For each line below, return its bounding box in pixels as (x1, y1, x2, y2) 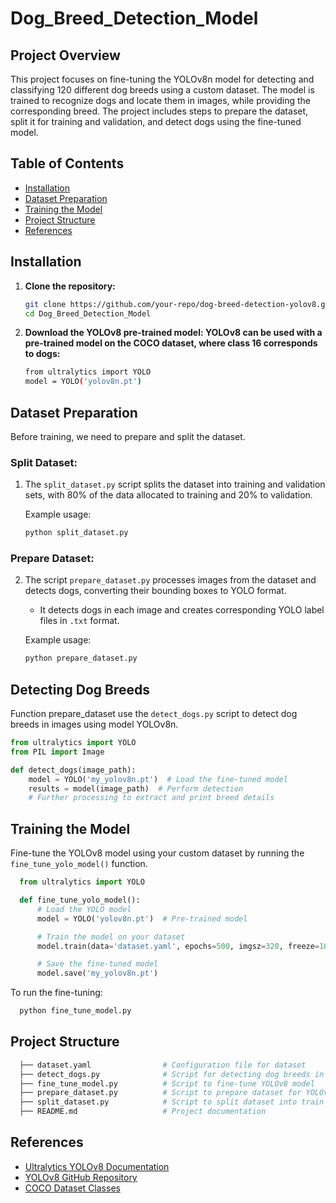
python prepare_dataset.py (24, 653, 138, 664)
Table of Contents (10, 155, 125, 172)
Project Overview (10, 47, 121, 64)
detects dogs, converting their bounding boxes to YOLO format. (24, 585, 287, 597)
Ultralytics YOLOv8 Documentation (24, 1160, 170, 1172)
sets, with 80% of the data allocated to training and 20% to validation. (24, 489, 313, 501)
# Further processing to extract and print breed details (28, 793, 275, 803)
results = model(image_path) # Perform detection (28, 783, 244, 794)
